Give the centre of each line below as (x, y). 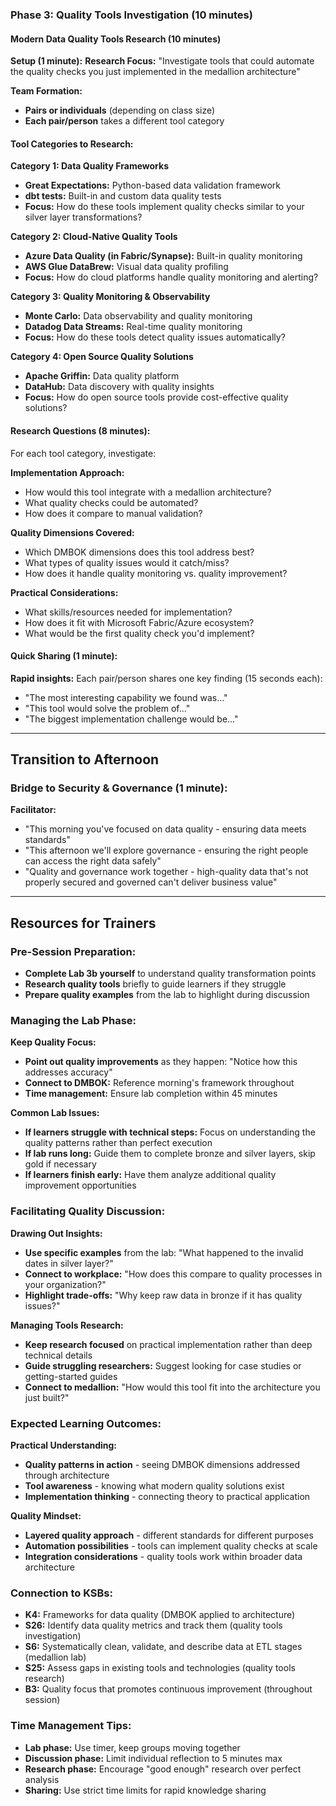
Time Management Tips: (71, 1726)
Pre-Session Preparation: (73, 951)
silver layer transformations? (83, 217)
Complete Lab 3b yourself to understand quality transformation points (170, 974)
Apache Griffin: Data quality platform (102, 376)
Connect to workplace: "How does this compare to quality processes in (173, 1274)
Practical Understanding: (64, 1445)
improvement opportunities (80, 1185)
